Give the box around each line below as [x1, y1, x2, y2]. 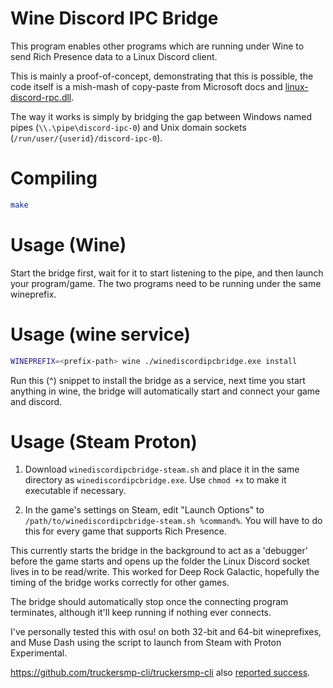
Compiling [10, 167, 98, 190]
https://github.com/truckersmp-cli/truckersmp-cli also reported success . [10, 667, 311, 679]
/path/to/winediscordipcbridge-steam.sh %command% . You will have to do [24, 515, 323, 527]
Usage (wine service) [10, 323, 192, 346]
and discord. [10, 395, 63, 407]
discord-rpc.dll [10, 91, 72, 103]
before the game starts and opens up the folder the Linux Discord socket [10, 555, 310, 567]
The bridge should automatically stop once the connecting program [10, 596, 289, 608]
